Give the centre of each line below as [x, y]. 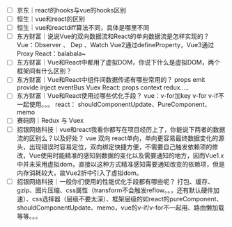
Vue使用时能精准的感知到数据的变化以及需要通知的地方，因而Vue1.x [126, 155]
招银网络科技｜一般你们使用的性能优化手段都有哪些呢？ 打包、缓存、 [115, 181]
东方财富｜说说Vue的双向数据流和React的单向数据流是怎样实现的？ [113, 36]
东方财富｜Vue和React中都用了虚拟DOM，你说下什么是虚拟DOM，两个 [118, 62]
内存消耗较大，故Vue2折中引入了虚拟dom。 [79, 173]
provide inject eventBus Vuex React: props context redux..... [103, 87]
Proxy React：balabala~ [51, 53]
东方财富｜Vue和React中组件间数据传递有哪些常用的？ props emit [111, 80]
